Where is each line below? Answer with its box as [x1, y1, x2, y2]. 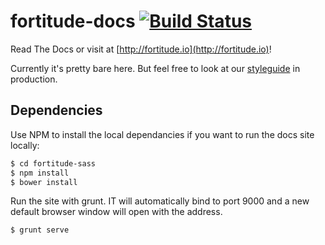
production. [10, 73, 58, 85]
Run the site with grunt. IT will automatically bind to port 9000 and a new [10, 195, 310, 207]
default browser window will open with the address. [10, 206, 223, 218]
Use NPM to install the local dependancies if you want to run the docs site [10, 128, 315, 140]
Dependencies [10, 102, 103, 119]
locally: [10, 139, 40, 151]
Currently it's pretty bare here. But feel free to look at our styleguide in [10, 62, 301, 74]
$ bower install [10, 177, 78, 187]
